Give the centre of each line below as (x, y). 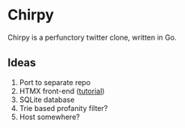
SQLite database (47, 100)
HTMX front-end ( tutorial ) (62, 91)
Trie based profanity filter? (63, 108)
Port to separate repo (55, 82)
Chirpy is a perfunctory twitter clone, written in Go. (92, 37)
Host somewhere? (49, 117)
